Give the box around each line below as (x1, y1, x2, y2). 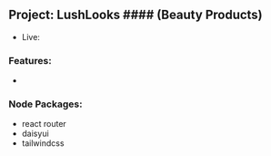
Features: (8, 54, 52, 67)
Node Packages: (8, 98, 83, 110)
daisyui (21, 128, 49, 140)
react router (21, 119, 67, 130)
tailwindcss (21, 138, 65, 149)
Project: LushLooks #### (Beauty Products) (8, 7, 263, 23)
